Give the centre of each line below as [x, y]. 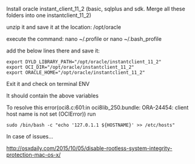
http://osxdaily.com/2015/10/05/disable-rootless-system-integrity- [89, 148]
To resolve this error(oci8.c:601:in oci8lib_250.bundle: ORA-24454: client [97, 107]
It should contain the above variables [53, 96]
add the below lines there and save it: [53, 51]
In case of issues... [30, 136]
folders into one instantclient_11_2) [49, 15]
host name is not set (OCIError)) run [51, 114]
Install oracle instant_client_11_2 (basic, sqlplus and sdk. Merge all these [96, 9]
